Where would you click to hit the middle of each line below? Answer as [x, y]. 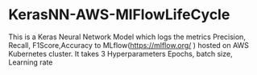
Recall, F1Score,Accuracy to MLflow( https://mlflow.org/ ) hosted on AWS [129, 45]
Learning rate [31, 62]
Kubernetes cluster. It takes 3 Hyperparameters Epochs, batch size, [120, 53]
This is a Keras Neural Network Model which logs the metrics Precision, [127, 37]
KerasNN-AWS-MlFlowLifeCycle [119, 15]
